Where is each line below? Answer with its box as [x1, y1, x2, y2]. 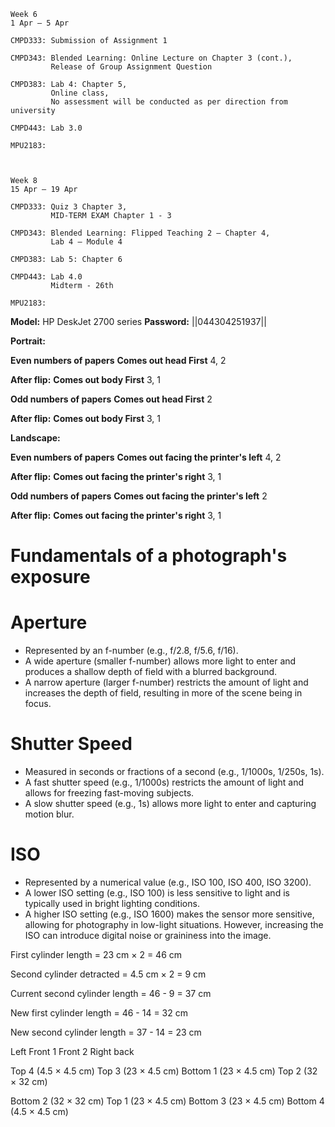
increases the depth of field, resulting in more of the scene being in [24, 687, 303, 699]
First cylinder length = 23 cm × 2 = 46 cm [10, 949, 183, 960]
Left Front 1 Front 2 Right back [10, 1046, 135, 1057]
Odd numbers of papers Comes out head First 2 [10, 393, 213, 405]
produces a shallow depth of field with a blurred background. [24, 666, 278, 678]
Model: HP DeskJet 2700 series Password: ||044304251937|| [10, 316, 267, 327]
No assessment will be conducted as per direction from [50, 97, 288, 107]
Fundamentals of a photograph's [10, 545, 288, 567]
